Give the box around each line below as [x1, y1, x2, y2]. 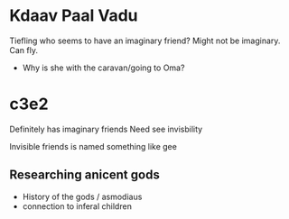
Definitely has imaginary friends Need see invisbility [9, 123, 203, 134]
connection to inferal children [22, 200, 133, 212]
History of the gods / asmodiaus [22, 191, 143, 202]
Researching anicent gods [9, 168, 160, 183]
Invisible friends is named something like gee [9, 141, 178, 151]
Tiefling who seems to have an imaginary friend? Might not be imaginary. [9, 35, 281, 46]
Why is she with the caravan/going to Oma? [22, 62, 185, 73]
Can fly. [9, 44, 39, 55]
